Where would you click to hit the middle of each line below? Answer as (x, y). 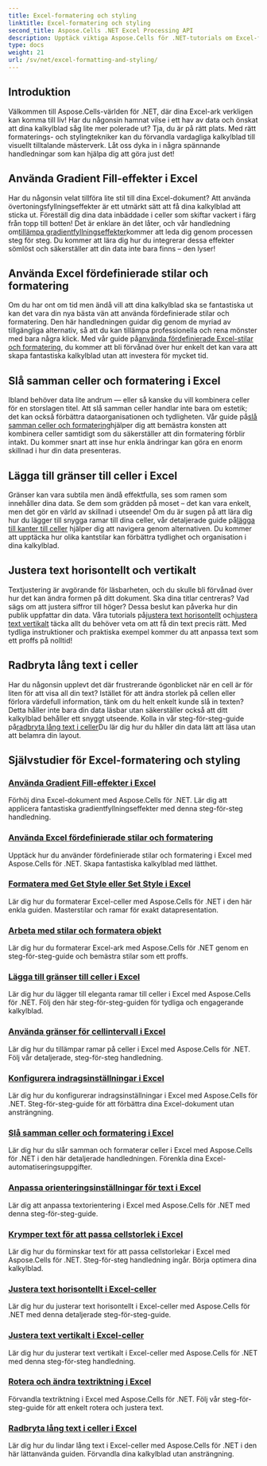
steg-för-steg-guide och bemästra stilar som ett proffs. (98, 956)
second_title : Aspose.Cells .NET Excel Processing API (101, 30)
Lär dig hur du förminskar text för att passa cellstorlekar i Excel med (119, 1251)
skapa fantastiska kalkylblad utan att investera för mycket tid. (108, 356)
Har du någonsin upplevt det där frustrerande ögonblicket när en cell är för (130, 684)
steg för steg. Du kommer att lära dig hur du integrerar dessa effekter (121, 240)
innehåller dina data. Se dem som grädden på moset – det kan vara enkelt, (130, 503)
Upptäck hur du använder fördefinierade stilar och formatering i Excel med (130, 855)
